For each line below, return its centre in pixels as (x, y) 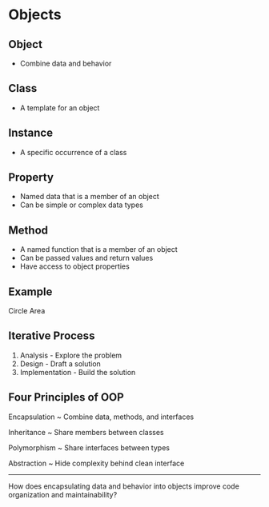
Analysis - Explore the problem (71, 355)
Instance (31, 133)
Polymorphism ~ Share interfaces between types (89, 447)
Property (31, 178)
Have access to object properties (74, 266)
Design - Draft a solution (60, 363)
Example (30, 291)
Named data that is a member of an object (90, 197)
